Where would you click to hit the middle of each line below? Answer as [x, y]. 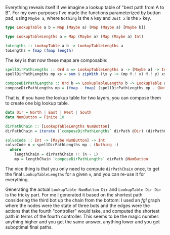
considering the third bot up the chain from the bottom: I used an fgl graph [83, 200]
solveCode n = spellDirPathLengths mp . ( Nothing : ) [62, 145]
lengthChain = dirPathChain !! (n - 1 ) [56, 154]
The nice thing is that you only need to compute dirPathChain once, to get [82, 169]
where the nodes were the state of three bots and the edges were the [78, 206]
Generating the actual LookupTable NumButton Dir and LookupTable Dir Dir [83, 189]
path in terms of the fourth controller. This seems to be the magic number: [82, 216]
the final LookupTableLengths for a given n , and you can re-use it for [75, 174]
